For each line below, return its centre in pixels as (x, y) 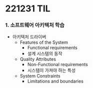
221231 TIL (28, 9)
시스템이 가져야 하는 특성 (51, 71)
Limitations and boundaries (55, 81)
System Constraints (40, 76)
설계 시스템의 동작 (45, 54)
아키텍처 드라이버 (29, 37)
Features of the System (44, 42)
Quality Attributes (38, 59)
